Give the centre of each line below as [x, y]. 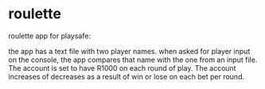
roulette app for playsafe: [50, 36]
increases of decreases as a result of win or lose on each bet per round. [127, 76]
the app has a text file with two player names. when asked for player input [129, 51]
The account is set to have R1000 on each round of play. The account [122, 68]
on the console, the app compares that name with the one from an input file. [133, 60]
